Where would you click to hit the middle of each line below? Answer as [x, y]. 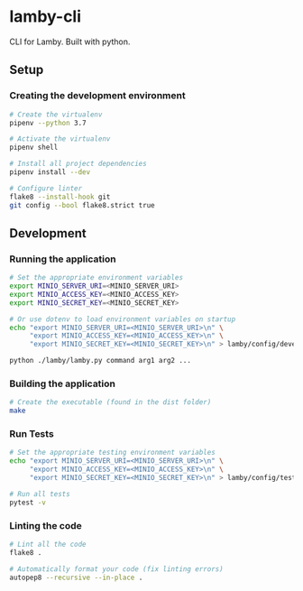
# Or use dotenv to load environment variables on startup [123, 319]
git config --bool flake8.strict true [82, 205]
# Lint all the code [48, 544]
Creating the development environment [98, 96]
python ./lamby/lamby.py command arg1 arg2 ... [101, 361]
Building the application [62, 383]
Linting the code [46, 525]
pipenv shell [34, 148]
